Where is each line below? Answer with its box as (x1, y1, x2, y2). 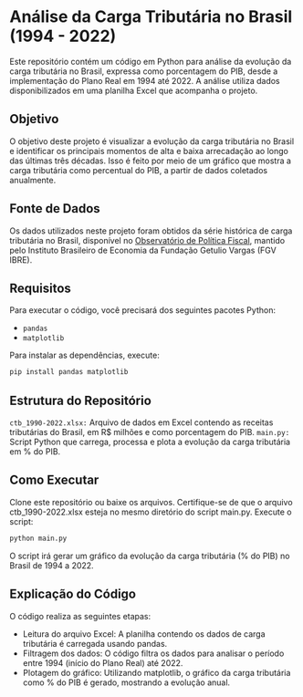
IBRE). (9, 254, 33, 265)
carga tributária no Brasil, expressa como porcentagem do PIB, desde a (9, 66, 278, 77)
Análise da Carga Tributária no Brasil (9, 6, 293, 27)
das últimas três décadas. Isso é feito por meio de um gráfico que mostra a (9, 155, 292, 166)
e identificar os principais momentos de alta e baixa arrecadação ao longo (9, 145, 289, 156)
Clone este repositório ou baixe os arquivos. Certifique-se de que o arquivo (9, 496, 294, 507)
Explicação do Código (9, 587, 137, 602)
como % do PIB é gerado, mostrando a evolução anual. (22, 677, 231, 688)
